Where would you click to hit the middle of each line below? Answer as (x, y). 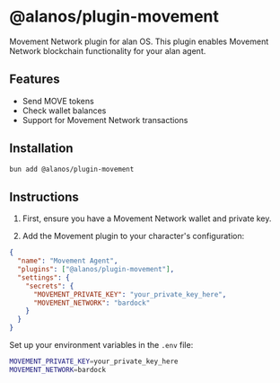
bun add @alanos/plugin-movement (72, 169)
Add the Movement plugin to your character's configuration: (133, 236)
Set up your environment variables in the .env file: (101, 345)
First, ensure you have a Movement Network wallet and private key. (147, 218)
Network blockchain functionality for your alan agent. (108, 50)
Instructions (44, 196)
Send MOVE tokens (58, 101)
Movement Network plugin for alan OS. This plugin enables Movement (139, 41)
